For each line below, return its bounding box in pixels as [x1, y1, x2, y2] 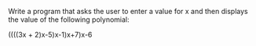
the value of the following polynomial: [8, 15, 130, 24]
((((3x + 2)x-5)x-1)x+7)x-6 [8, 30, 93, 39]
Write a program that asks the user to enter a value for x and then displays [8, 7, 249, 16]
